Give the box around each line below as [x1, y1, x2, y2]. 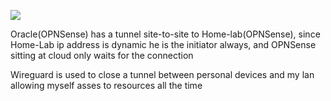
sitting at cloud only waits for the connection [10, 50, 194, 61]
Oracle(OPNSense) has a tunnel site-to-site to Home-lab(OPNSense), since [10, 28, 321, 40]
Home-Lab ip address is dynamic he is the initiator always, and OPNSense [10, 39, 317, 50]
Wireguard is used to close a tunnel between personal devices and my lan [10, 69, 315, 80]
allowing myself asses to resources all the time [10, 80, 203, 91]
